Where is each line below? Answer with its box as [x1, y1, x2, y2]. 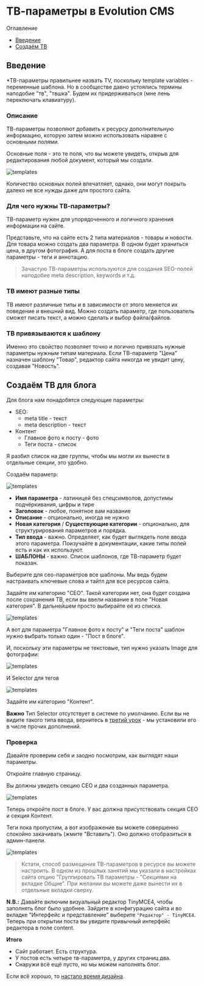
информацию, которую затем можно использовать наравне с [6, 132, 167, 139]
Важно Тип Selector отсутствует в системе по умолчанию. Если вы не [6, 710, 190, 717]
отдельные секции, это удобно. [6, 459, 88, 466]
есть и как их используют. [15, 546, 84, 553]
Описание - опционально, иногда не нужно [15, 514, 130, 521]
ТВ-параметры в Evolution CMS [6, 4, 175, 18]
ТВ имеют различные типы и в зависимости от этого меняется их [6, 301, 178, 308]
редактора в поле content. [6, 924, 75, 932]
